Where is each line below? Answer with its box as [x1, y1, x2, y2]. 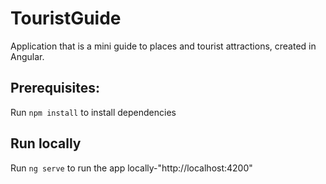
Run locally [10, 135, 82, 152]
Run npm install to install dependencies [10, 106, 177, 118]
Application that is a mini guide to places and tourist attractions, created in [10, 40, 317, 52]
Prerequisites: [10, 80, 100, 97]
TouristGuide [10, 7, 122, 30]
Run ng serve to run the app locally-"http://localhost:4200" [10, 162, 253, 174]
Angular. [10, 50, 45, 62]
